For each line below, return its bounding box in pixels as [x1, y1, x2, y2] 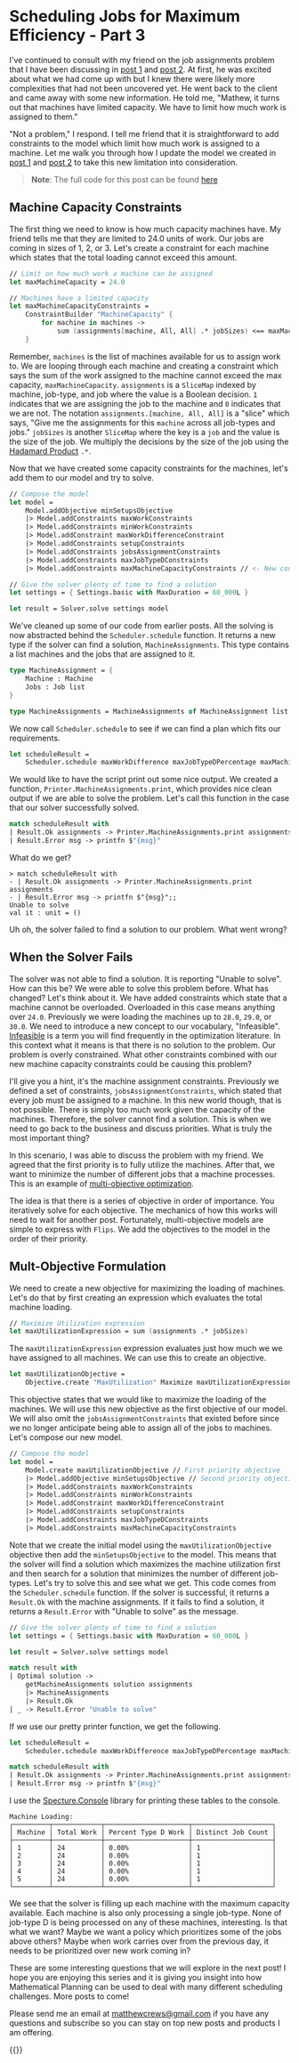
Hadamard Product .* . [9, 445, 92, 456]
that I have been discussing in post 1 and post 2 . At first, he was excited [9, 64, 271, 75]
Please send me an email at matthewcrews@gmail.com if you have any [9, 2009, 270, 2019]
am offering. [9, 2027, 54, 2037]
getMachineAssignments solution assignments [25, 1680, 193, 1689]
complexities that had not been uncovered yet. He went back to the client [9, 83, 278, 93]
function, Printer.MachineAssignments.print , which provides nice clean [9, 783, 272, 794]
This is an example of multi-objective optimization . [9, 1177, 194, 1189]
